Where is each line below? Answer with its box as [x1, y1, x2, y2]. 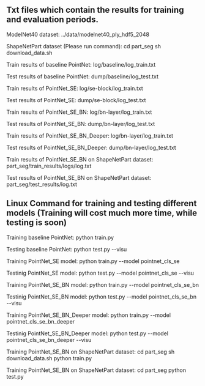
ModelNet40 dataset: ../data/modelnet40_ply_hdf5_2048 [6, 31, 150, 38]
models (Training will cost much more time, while [6, 208, 198, 218]
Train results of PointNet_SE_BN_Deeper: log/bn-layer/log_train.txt [6, 132, 173, 139]
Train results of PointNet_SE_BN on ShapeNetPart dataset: [6, 155, 154, 163]
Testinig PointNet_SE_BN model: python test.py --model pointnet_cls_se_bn [6, 293, 197, 300]
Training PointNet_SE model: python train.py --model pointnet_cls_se [6, 257, 180, 265]
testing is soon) [6, 217, 67, 228]
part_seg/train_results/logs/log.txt [6, 162, 92, 169]
